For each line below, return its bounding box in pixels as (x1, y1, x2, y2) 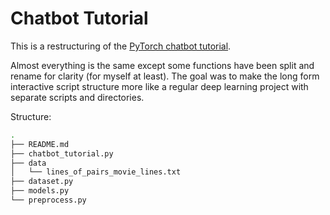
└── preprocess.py (10, 195, 87, 206)
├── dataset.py (10, 177, 74, 187)
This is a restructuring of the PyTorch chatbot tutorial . (10, 40, 232, 52)
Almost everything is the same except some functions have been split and (10, 59, 315, 71)
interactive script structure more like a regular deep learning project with (10, 80, 309, 92)
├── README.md (10, 139, 70, 149)
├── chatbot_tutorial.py (10, 148, 114, 159)
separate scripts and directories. (10, 91, 145, 103)
